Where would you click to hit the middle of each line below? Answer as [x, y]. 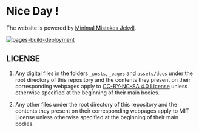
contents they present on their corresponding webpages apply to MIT [102, 111]
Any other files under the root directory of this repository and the [96, 104]
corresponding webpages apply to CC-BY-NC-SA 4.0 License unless [101, 86]
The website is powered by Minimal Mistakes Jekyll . [71, 28]
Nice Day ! [32, 11]
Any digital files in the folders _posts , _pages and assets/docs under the [104, 73]
